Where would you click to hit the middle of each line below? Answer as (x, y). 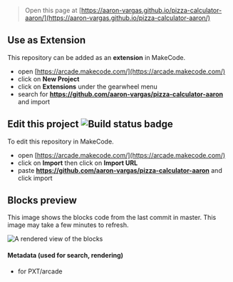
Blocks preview (42, 200)
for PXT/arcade (40, 271)
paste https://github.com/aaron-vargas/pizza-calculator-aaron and (120, 170)
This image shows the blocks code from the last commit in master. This (112, 218)
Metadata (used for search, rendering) (65, 256)
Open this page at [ (53, 10)
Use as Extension (47, 40)
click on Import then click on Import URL (78, 163)
